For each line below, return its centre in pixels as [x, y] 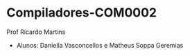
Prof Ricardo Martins [36, 32]
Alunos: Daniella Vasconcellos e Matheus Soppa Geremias [100, 45]
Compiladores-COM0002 [82, 13]
